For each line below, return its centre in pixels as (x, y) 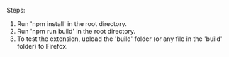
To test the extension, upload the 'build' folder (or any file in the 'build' (119, 39)
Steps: (16, 10)
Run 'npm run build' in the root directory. (76, 31)
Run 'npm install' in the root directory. (72, 24)
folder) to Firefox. (42, 46)
